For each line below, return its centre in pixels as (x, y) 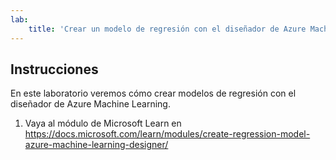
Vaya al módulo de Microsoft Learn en (103, 123)
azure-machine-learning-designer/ (96, 145)
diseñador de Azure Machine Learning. (90, 104)
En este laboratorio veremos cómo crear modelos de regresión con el (153, 93)
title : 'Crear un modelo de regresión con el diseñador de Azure (167, 29)
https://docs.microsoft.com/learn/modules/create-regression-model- (167, 134)
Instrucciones (54, 69)
